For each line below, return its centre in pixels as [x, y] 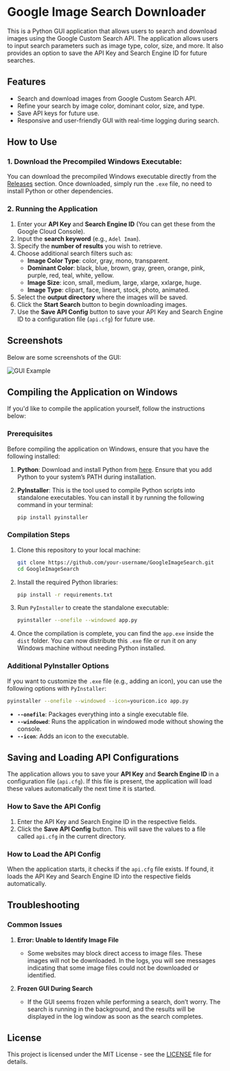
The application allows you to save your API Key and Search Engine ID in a [113, 774]
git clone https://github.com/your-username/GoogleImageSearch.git [115, 562]
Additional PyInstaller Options [58, 666]
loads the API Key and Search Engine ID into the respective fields [99, 876]
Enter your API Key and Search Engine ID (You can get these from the [116, 224]
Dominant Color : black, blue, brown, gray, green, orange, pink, [116, 268]
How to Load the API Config [54, 854]
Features [26, 82]
